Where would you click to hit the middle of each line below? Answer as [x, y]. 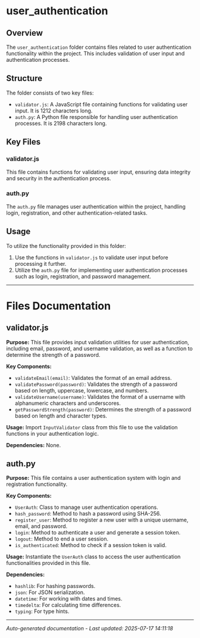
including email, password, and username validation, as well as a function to [99, 348]
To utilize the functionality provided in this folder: [66, 246]
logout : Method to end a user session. [62, 539]
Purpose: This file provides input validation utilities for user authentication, [98, 342]
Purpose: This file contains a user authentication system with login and [93, 478]
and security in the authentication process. [59, 178]
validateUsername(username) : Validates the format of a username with [100, 397]
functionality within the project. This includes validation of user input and [96, 54]
